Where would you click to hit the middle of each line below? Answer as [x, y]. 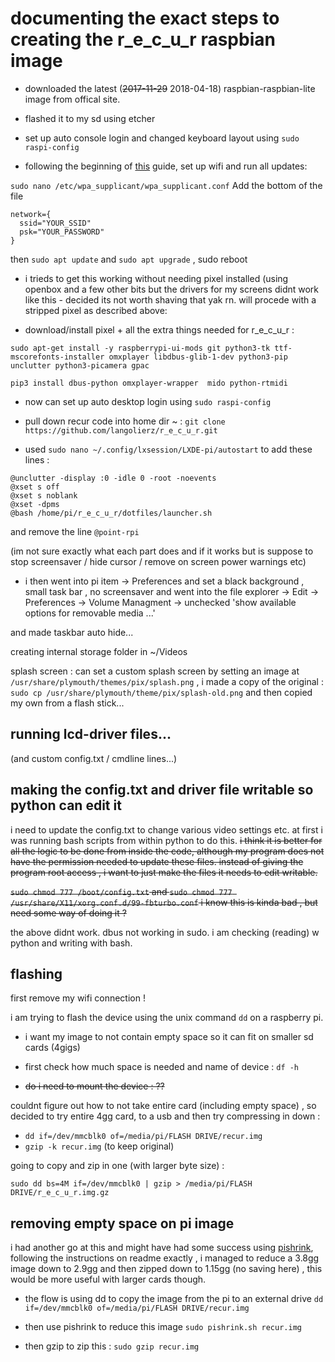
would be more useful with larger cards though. [108, 1279]
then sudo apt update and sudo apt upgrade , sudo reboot [129, 259]
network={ [31, 214]
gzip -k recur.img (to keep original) [99, 1146]
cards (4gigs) [52, 1048]
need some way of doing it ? [68, 913]
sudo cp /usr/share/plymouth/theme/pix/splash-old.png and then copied [161, 692]
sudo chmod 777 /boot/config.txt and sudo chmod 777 [121, 891]
